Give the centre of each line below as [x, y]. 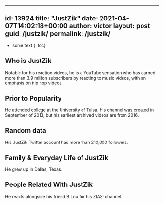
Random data [26, 131]
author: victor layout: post [110, 26]
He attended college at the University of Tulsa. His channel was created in [80, 110]
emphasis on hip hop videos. [34, 83]
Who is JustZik [28, 61]
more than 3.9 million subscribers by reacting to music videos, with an [76, 78]
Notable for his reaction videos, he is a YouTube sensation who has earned [80, 72]
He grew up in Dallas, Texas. [34, 169]
